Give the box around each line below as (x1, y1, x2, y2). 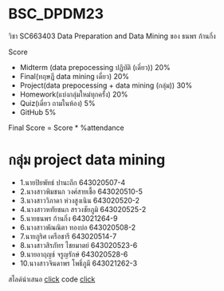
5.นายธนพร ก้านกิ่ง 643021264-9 (19, 213, 118, 223)
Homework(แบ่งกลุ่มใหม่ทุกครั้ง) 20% (19, 89, 129, 99)
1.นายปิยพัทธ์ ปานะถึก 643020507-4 (19, 177, 126, 187)
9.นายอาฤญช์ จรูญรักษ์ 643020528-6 (19, 249, 128, 259)
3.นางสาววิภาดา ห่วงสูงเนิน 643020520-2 (19, 195, 140, 205)
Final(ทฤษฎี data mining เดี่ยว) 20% (19, 71, 130, 81)
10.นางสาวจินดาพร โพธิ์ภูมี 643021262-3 (19, 258, 138, 268)
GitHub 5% (19, 107, 57, 116)
